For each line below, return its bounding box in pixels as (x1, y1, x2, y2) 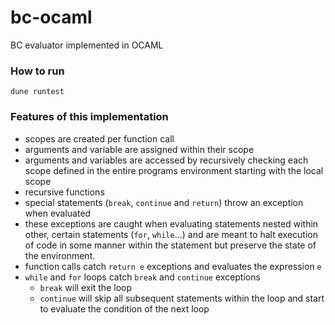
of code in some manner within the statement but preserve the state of (24, 239, 317, 251)
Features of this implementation (10, 110, 169, 124)
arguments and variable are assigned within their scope (24, 143, 255, 155)
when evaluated (24, 207, 92, 219)
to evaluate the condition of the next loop (39, 302, 210, 315)
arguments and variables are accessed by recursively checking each (24, 154, 309, 166)
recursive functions (24, 186, 105, 198)
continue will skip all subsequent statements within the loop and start (39, 292, 325, 304)
